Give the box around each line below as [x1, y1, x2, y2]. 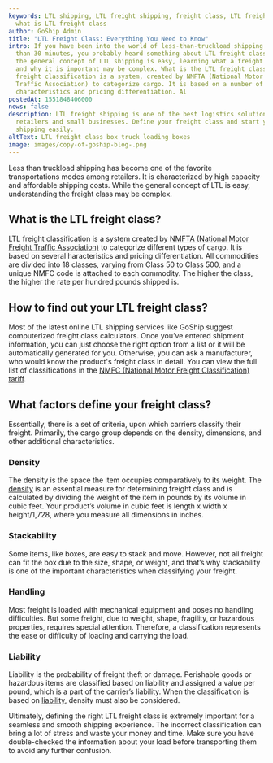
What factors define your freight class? [8, 398, 212, 412]
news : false [8, 102, 49, 111]
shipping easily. [15, 125, 75, 133]
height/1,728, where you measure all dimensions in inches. [8, 510, 205, 520]
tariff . [8, 374, 27, 384]
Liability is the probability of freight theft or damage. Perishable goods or [8, 669, 252, 679]
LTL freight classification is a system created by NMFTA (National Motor [8, 233, 249, 244]
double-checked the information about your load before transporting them [8, 737, 258, 747]
